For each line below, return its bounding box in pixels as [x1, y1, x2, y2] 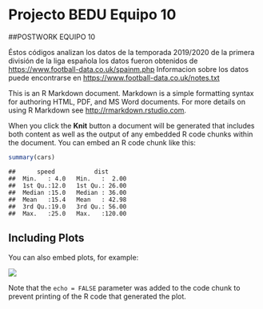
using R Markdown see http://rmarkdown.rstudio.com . [8, 105, 186, 115]
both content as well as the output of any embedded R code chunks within [8, 129, 253, 139]
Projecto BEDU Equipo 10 [8, 6, 177, 24]
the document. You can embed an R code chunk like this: [8, 137, 196, 147]
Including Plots [8, 232, 85, 245]
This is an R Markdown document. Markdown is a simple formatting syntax [8, 88, 254, 97]
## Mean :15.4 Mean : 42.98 [8, 196, 127, 204]
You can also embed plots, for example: [8, 252, 139, 262]
